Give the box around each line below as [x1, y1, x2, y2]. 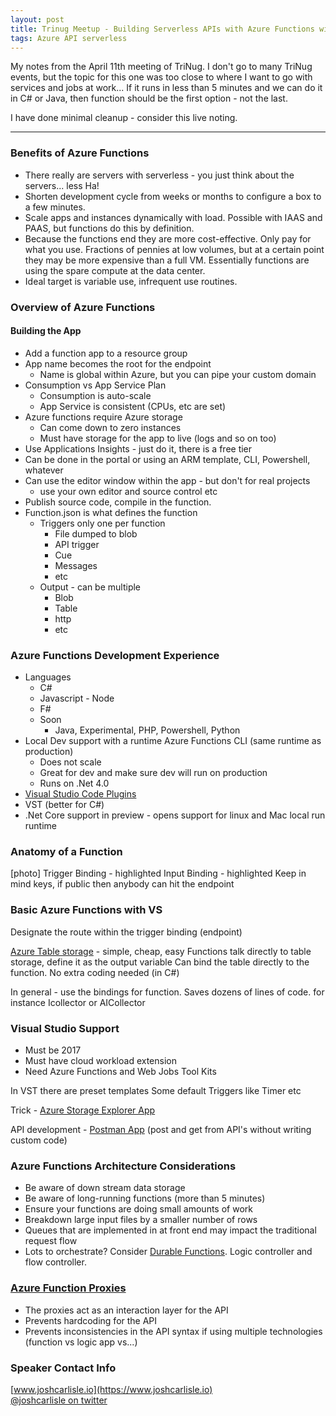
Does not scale [39, 756, 102, 768]
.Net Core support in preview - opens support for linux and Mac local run [24, 809, 326, 821]
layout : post [10, 14, 65, 25]
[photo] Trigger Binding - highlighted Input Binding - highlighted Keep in [10, 867, 307, 880]
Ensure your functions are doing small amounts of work [24, 1203, 253, 1215]
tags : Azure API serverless [10, 33, 128, 43]
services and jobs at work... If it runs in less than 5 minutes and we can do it [10, 82, 323, 94]
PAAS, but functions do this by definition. [24, 222, 195, 234]
